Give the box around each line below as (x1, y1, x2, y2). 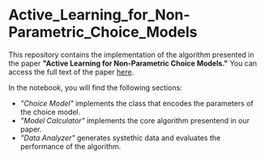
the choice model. (19, 107, 81, 117)
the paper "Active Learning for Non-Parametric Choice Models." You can (8, 58, 258, 68)
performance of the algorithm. (19, 141, 122, 151)
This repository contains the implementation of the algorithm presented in (8, 49, 254, 59)
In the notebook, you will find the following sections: (8, 83, 182, 92)
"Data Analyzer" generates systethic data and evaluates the (19, 132, 221, 143)
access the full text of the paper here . (8, 67, 135, 76)
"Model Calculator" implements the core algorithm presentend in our (19, 115, 250, 125)
